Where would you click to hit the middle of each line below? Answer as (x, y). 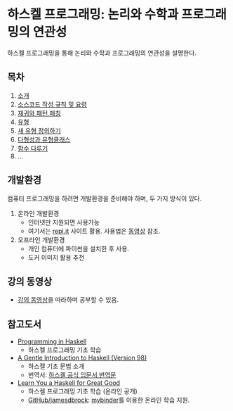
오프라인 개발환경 (41, 239)
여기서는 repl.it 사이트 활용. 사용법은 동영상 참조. (94, 231)
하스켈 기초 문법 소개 (56, 366)
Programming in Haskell (52, 341)
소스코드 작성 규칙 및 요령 (52, 104)
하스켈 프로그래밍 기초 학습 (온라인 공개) (83, 391)
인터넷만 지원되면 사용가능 (64, 222)
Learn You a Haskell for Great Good (69, 383)
